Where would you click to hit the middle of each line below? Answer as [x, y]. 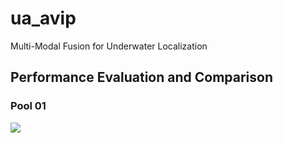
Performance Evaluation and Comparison [141, 77]
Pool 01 [28, 106]
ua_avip [43, 18]
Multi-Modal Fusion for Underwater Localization [109, 46]
